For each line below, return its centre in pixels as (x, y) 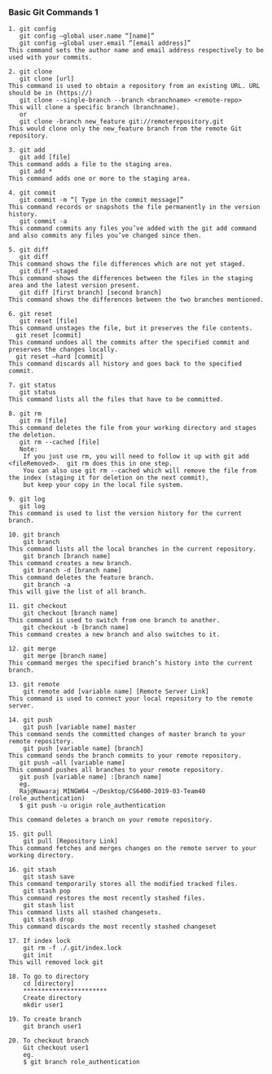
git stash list (49, 905)
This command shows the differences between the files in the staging (131, 278)
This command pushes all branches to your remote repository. (116, 770)
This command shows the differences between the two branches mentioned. (136, 300)
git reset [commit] (49, 335)
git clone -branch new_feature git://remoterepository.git (121, 122)
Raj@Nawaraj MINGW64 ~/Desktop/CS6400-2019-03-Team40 (112, 791)
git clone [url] (47, 79)
